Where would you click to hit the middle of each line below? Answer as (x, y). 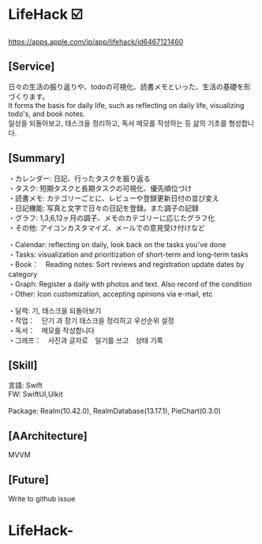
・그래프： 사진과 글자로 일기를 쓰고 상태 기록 (86, 340)
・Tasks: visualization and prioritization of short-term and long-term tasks (128, 254)
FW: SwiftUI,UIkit (36, 394)
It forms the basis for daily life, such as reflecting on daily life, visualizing (126, 105)
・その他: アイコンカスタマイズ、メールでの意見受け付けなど (107, 227)
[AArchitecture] (48, 435)
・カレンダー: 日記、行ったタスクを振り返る (79, 178)
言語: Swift (26, 385)
